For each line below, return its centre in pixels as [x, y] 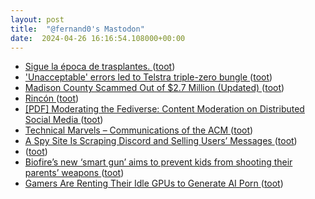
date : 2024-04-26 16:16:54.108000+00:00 [98, 38]
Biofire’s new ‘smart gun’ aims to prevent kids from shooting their [158, 162]
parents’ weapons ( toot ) [74, 173]
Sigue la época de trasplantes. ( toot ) [100, 67]
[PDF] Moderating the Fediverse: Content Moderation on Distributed [164, 109]
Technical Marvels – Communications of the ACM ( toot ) [139, 130]
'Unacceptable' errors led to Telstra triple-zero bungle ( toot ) [148, 77]
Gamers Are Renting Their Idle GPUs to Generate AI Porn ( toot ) [154, 183]
